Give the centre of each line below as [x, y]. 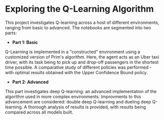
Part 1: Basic [25, 42]
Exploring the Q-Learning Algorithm [80, 9]
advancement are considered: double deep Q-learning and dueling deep [78, 101]
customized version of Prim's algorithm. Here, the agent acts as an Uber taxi [82, 57]
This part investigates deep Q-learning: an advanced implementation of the [81, 91]
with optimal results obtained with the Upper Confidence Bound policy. [76, 72]
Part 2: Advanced [30, 82]
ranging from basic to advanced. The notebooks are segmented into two [78, 27]
